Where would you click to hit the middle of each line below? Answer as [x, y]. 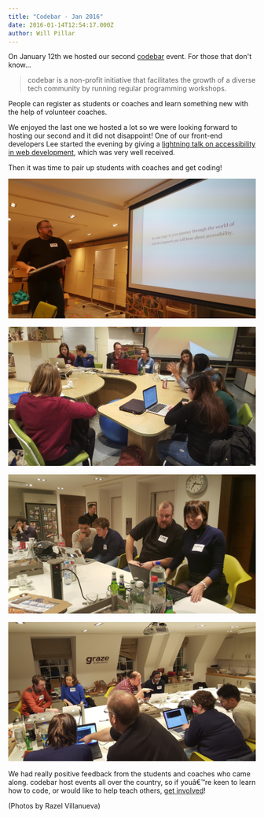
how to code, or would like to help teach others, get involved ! [107, 790]
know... [20, 65]
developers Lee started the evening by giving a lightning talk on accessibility [132, 144]
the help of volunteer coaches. [58, 112]
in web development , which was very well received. [92, 153]
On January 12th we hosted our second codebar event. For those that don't [130, 57]
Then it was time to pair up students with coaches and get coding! [115, 168]
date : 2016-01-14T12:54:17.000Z [61, 25]
